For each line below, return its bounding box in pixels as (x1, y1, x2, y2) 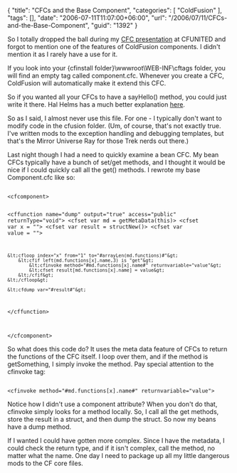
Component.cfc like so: (7, 174, 75, 181)
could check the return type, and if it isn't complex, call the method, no (7, 444, 216, 452)
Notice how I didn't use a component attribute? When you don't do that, (7, 400, 218, 408)
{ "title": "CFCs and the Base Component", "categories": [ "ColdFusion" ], (7, 6, 222, 14)
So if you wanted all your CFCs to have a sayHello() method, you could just (7, 92, 227, 101)
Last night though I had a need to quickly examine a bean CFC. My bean (7, 151, 219, 159)
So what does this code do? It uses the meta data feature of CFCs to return (7, 345, 228, 354)
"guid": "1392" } (91, 21, 138, 29)
